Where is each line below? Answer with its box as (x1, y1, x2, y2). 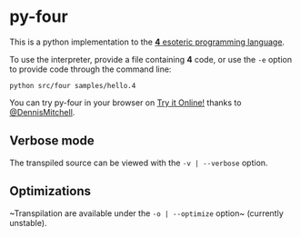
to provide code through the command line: (9, 64, 172, 74)
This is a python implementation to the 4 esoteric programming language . (9, 36, 285, 47)
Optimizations (9, 183, 91, 199)
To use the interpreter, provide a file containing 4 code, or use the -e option (9, 54, 293, 64)
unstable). (9, 217, 47, 228)
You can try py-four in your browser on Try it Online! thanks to (9, 97, 242, 108)
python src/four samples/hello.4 (9, 81, 136, 90)
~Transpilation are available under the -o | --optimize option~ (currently (9, 207, 284, 219)
